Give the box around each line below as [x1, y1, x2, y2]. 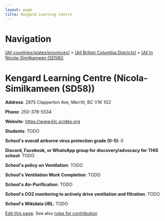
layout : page [5, 7, 32, 12]
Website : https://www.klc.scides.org [5, 119, 81, 125]
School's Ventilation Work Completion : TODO [5, 172, 101, 178]
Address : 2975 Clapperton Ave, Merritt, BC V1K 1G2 [5, 99, 111, 105]
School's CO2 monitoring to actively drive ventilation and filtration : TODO [5, 191, 160, 197]
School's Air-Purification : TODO [5, 182, 73, 188]
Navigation [5, 33, 51, 45]
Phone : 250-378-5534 [5, 109, 52, 115]
